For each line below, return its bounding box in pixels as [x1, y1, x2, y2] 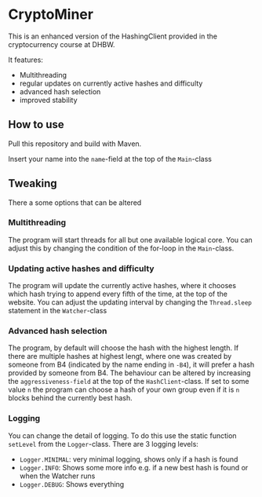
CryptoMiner [8, 5, 94, 24]
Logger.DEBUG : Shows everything [19, 479, 125, 488]
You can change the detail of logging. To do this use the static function [8, 430, 237, 440]
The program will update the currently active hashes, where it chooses [8, 281, 237, 291]
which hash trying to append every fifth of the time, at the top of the [8, 289, 228, 299]
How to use [8, 118, 64, 131]
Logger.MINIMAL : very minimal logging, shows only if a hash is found [19, 454, 238, 464]
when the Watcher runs [19, 471, 96, 481]
